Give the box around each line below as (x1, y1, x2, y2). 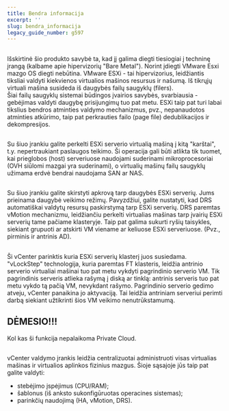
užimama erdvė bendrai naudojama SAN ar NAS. (7, 169, 144, 177)
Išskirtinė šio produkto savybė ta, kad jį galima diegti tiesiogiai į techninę (7, 54, 211, 62)
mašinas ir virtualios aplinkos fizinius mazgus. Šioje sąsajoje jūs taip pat (7, 361, 208, 370)
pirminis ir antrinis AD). (7, 232, 72, 240)
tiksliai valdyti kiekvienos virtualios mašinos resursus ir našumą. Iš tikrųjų (7, 76, 213, 84)
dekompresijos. (7, 120, 51, 128)
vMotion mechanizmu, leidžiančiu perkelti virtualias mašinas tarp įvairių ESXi (7, 210, 223, 219)
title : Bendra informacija (7, 10, 84, 17)
